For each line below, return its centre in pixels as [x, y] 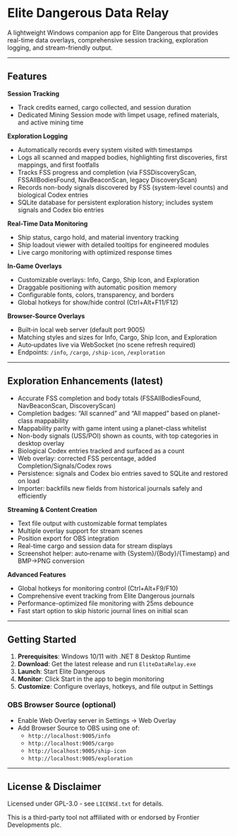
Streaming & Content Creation [52, 509]
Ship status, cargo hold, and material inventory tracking [98, 237]
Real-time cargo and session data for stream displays [95, 545]
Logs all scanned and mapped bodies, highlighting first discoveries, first [122, 157]
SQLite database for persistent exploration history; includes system [115, 202]
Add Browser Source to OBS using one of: [78, 728]
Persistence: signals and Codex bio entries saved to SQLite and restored [122, 473]
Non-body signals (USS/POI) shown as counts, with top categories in [118, 436]
